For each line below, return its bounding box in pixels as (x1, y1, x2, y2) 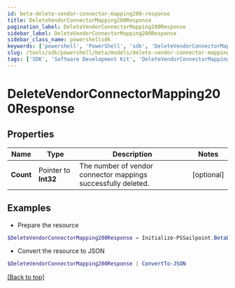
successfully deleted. (79, 178, 150, 188)
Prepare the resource (17, 221, 79, 229)
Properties (7, 129, 55, 141)
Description (112, 149, 152, 159)
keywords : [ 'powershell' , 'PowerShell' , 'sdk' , (7, 43, 149, 50)
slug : (7, 50, 23, 57)
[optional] (192, 169, 225, 179)
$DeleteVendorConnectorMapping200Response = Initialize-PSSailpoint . (7, 234, 215, 241)
